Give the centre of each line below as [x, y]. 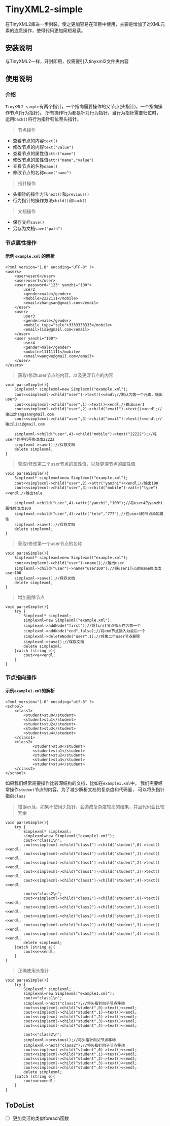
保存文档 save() [28, 222]
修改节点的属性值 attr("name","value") [53, 160]
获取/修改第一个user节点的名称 [50, 543]
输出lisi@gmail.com [25, 424]
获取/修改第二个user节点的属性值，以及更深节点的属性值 [76, 464]
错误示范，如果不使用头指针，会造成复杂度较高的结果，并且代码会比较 [91, 806]
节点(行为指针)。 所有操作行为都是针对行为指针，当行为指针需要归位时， [85, 113]
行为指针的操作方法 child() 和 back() [50, 201]
